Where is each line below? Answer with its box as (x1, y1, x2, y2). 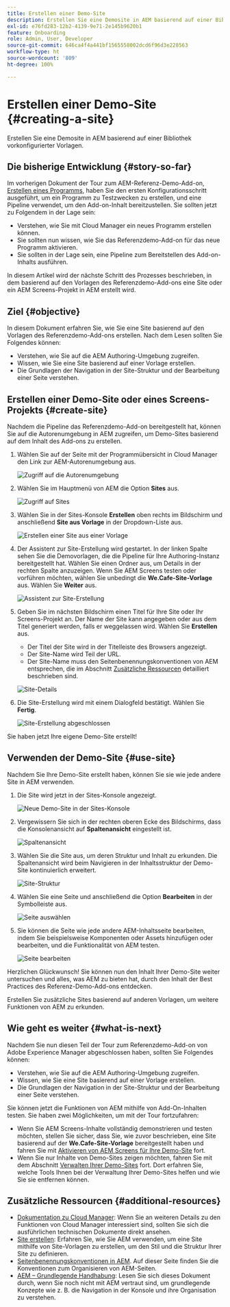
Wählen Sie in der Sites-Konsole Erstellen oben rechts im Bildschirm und (16, 511, 222, 518)
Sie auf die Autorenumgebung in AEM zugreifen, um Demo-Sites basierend (7, 430, 219, 437)
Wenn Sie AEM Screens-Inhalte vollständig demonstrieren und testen (16, 1124, 212, 1132)
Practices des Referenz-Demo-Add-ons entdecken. (7, 982, 153, 990)
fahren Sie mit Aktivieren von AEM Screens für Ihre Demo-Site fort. (16, 1146, 206, 1154)
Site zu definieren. (16, 1249, 69, 1258)
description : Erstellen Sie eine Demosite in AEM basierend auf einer (7, 16, 213, 23)
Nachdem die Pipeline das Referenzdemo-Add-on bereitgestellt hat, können (7, 422, 221, 431)
